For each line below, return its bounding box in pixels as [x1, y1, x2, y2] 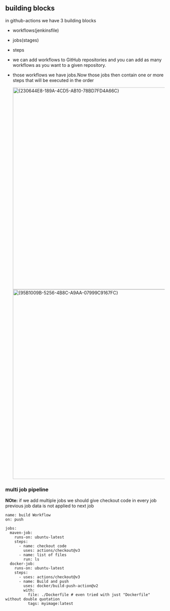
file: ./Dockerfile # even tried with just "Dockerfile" [27, 592, 151, 597]
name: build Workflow [5, 513, 51, 518]
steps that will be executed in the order [12, 77, 94, 83]
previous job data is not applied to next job [5, 503, 94, 509]
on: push [5, 517, 24, 522]
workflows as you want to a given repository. [12, 62, 106, 68]
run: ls [23, 557, 39, 562]
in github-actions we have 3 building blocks [5, 17, 96, 23]
